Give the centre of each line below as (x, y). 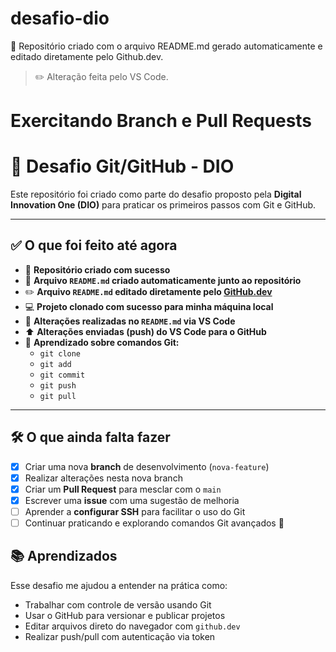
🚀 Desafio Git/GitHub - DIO (122, 166)
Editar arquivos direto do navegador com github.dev (132, 626)
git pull (58, 396)
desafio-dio (60, 18)
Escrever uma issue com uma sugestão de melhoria (132, 500)
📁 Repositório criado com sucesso (97, 269)
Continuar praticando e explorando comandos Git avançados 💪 (154, 523)
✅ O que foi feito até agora (94, 245)
